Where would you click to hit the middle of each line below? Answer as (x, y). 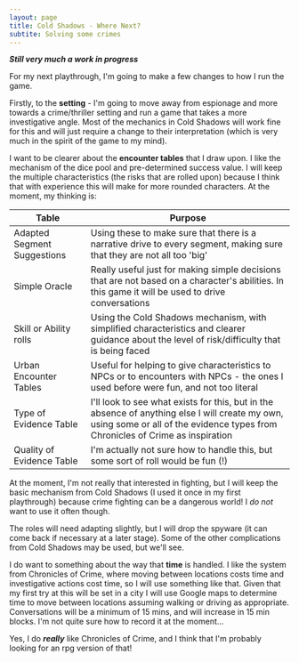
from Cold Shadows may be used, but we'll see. (97, 547)
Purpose (188, 218)
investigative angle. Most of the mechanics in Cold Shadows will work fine (145, 122)
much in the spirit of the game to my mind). (88, 141)
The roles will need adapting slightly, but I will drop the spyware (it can (138, 529)
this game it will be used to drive (158, 292)
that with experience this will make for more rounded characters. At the (139, 187)
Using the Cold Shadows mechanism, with (178, 318)
